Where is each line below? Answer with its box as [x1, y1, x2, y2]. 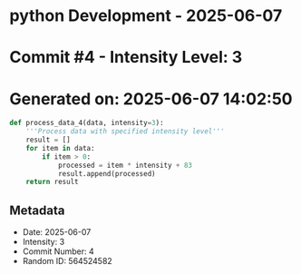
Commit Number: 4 [22, 246, 94, 257]
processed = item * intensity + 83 [57, 161, 193, 170]
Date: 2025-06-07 [22, 227, 92, 238]
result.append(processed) [57, 169, 156, 178]
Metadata [9, 202, 65, 218]
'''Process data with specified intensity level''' [25, 127, 225, 136]
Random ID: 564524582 [22, 256, 113, 267]
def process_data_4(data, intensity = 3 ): [9, 119, 165, 128]
